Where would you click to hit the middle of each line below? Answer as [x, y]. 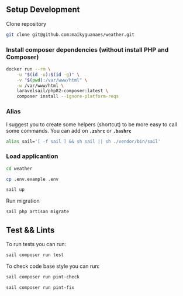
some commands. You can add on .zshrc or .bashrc [69, 130]
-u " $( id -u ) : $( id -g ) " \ [48, 75]
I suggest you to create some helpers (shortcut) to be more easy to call [91, 124]
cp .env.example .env [32, 179]
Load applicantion [32, 156]
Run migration [23, 201]
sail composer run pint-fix [40, 287]
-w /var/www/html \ [40, 85]
